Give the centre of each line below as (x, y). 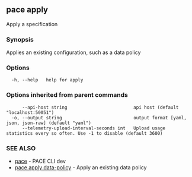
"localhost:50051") (30, 112)
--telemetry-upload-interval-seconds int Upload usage (94, 128)
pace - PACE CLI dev (40, 161)
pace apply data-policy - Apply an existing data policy (81, 167)
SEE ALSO (21, 148)
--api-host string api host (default (100, 107)
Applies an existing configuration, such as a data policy (73, 52)
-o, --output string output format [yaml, (99, 118)
